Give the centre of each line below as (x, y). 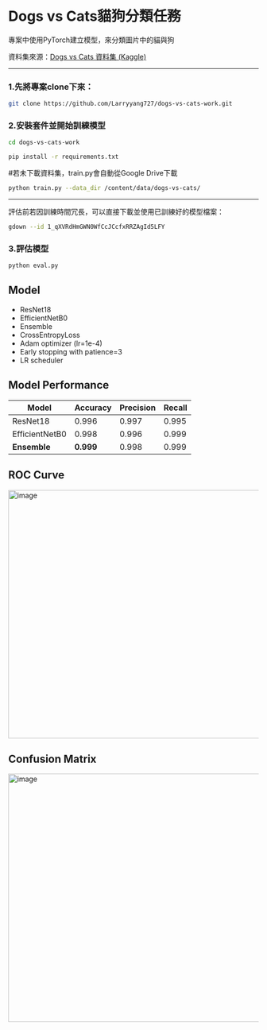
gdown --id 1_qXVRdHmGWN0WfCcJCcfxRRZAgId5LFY (87, 227)
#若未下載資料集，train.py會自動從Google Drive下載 (93, 173)
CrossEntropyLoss (50, 335)
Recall (176, 408)
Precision (137, 408)
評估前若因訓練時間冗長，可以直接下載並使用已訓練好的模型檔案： (116, 212)
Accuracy (93, 408)
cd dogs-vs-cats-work (44, 143)
